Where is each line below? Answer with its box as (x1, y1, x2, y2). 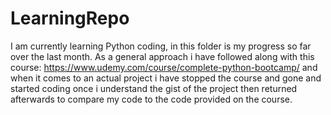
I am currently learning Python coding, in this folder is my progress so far (10, 40, 312, 52)
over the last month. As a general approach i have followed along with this (10, 50, 315, 62)
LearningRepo (10, 7, 130, 30)
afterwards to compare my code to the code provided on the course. (10, 93, 293, 105)
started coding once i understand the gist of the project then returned (10, 82, 298, 94)
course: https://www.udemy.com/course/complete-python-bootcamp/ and (10, 61, 318, 73)
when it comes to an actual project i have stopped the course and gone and (10, 72, 322, 84)
